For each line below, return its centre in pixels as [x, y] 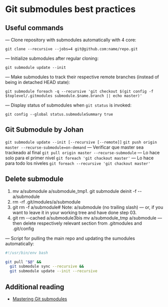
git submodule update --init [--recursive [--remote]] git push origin [81, 142]
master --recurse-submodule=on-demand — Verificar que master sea [74, 147]
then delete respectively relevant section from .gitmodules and [77, 223]
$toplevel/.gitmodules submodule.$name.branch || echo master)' [74, 96]
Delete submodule [34, 179]
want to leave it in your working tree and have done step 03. [74, 213]
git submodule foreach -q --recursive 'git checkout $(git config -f [79, 91]
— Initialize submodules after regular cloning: [52, 58]
